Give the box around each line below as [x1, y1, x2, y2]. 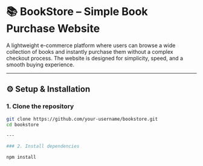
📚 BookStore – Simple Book [6, 5, 148, 19]
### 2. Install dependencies [6, 143, 80, 150]
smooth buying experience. [6, 61, 74, 68]
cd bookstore [6, 121, 39, 127]
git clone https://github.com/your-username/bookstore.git [6, 116, 158, 122]
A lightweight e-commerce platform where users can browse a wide [6, 42, 176, 49]
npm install [6, 155, 36, 161]
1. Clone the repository [6, 102, 74, 110]
